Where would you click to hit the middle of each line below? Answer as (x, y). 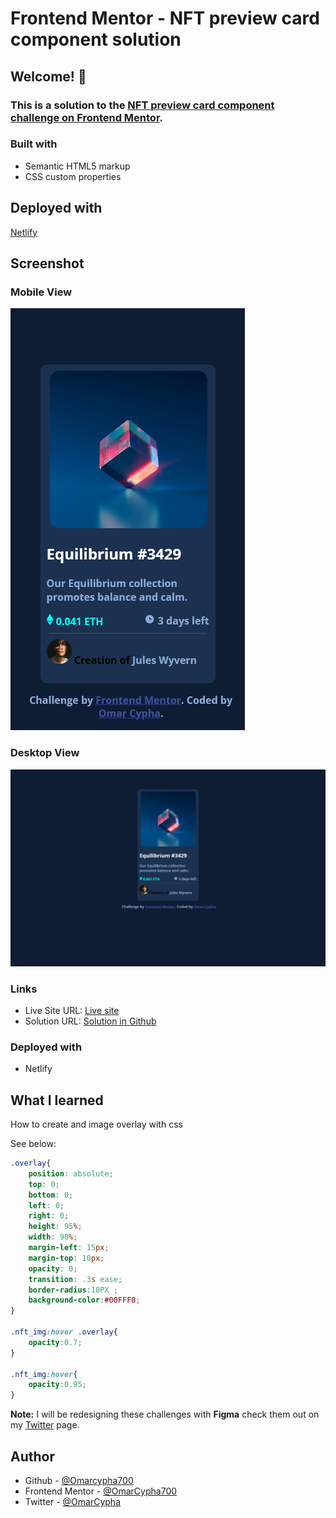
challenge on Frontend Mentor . (87, 117)
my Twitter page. (45, 1425)
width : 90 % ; (53, 1237)
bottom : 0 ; (51, 1195)
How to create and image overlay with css (96, 1124)
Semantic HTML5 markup (77, 166)
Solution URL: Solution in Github (90, 1021)
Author (32, 1456)
